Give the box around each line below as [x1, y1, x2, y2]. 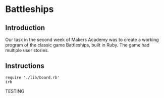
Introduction [5, 23, 45, 32]
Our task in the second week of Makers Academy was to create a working [5, 36, 159, 42]
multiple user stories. [5, 47, 49, 53]
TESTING [5, 88, 25, 94]
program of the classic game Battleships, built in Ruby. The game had [5, 42, 150, 48]
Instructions [5, 61, 44, 70]
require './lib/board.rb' [5, 75, 60, 80]
